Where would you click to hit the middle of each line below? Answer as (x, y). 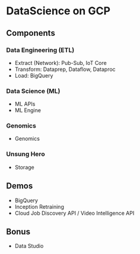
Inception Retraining (39, 206)
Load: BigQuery (34, 75)
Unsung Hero (26, 154)
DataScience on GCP (58, 11)
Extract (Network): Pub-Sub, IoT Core (61, 63)
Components (31, 33)
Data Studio (29, 246)
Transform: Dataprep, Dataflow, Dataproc (65, 69)
